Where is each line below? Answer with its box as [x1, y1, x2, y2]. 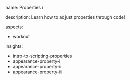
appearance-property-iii [12, 69, 63, 75]
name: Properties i [5, 5, 43, 10]
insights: [5, 43, 23, 49]
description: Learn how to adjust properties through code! [5, 14, 125, 20]
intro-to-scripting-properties [12, 53, 72, 59]
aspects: [5, 24, 23, 30]
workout [12, 34, 30, 39]
